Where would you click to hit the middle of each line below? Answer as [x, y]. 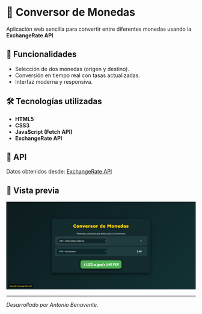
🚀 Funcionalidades [41, 55]
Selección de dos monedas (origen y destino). [72, 69]
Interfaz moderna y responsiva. [54, 81]
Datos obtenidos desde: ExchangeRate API [59, 172]
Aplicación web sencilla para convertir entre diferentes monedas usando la [99, 29]
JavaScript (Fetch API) [44, 131]
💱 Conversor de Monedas [71, 12]
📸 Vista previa [33, 190]
